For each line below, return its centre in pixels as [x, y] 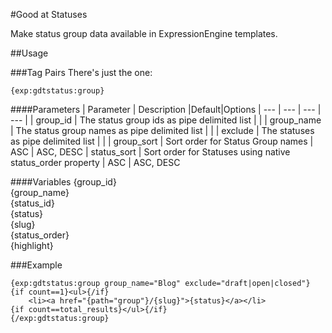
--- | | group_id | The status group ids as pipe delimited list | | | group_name [166, 120]
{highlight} [32, 245]
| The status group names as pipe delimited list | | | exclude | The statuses [162, 130]
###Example [36, 265]
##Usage [29, 53]
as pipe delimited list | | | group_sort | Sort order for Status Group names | [162, 141]
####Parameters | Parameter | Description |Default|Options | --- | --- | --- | [166, 109]
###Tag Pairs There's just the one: [81, 72]
